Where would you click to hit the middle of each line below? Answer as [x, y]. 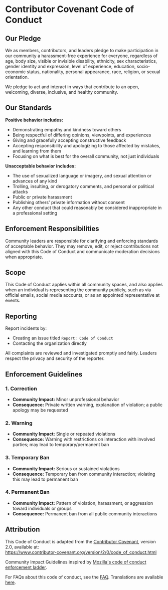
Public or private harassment [42, 197]
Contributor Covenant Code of [70, 9]
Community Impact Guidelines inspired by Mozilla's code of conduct [76, 562]
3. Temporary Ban [27, 458]
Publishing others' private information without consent [68, 202]
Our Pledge [23, 38]
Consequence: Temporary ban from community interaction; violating [84, 474]
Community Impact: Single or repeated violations [64, 434]
